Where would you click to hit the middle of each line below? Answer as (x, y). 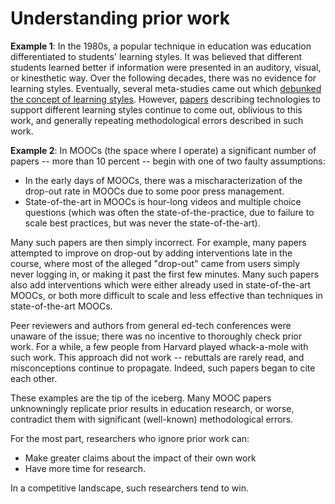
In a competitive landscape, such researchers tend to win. (130, 488)
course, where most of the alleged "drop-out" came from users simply (155, 263)
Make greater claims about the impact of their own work (140, 458)
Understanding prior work (120, 18)
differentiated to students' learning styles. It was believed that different (156, 56)
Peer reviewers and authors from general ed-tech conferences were (151, 325)
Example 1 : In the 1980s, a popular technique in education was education (161, 46)
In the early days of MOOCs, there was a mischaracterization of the (163, 180)
